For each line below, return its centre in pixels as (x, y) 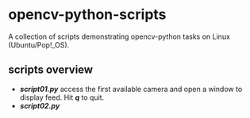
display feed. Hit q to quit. (62, 97)
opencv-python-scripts (87, 15)
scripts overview (51, 70)
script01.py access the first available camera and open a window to (131, 89)
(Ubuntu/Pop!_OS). (39, 44)
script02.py (40, 105)
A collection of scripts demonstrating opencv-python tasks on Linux (119, 36)
